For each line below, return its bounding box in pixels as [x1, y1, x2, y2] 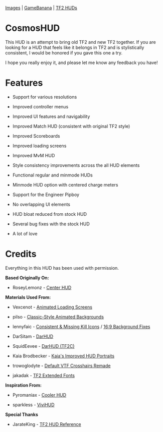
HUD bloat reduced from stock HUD [12, 211, 87, 217]
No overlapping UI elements [12, 201, 70, 207]
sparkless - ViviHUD [12, 401, 55, 408]
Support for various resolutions [12, 94, 77, 100]
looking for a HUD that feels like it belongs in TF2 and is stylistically [5, 44, 144, 50]
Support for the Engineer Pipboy [12, 192, 79, 198]
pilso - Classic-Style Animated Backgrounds [12, 314, 104, 320]
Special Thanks [5, 411, 39, 417]
